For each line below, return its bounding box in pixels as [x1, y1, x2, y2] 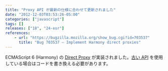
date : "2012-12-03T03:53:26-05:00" [5, 12, 80, 17]
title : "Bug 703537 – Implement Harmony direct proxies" [18, 40, 141, 45]
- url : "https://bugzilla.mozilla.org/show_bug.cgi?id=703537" [14, 35, 150, 40]
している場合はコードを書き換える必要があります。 [5, 60, 111, 66]
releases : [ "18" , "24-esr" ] [5, 26, 65, 31]
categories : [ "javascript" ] [5, 16, 65, 21]
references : [5, 30, 30, 35]
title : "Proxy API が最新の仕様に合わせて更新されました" [5, 7, 116, 12]
